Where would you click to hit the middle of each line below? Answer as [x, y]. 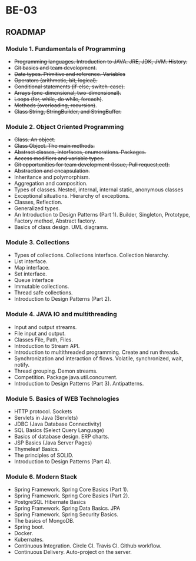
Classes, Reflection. [38, 202]
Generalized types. [37, 208]
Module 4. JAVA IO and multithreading [61, 314]
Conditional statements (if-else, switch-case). [69, 87]
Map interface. [32, 268]
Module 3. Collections [38, 243]
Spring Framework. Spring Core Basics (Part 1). [71, 490]
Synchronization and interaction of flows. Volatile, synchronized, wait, [99, 358]
